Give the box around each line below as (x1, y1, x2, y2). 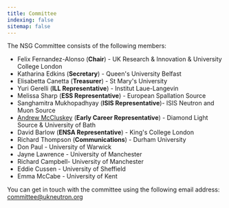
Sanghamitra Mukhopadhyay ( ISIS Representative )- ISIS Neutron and (17, 99, 215, 107)
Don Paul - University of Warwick (17, 143, 112, 152)
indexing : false (7, 17, 54, 23)
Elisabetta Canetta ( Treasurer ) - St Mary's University (17, 77, 168, 85)
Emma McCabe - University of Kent (17, 172, 118, 180)
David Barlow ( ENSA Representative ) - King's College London (17, 128, 195, 136)
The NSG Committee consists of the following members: (7, 42, 167, 50)
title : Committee (7, 10, 57, 17)
